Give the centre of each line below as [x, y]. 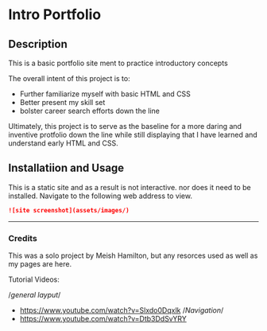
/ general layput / [35, 294]
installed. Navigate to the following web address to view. [101, 196]
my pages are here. [40, 263]
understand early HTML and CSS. [63, 143]
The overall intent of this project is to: [69, 78]
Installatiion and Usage [66, 168]
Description [38, 44]
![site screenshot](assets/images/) [69, 210]
